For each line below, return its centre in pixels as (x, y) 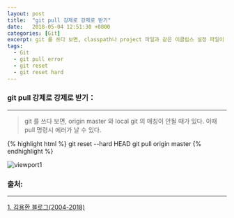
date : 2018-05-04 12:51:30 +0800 (59, 27)
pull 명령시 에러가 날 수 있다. (63, 129)
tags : (15, 46)
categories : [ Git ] (34, 33)
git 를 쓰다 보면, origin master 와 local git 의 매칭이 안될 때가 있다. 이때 (120, 121)
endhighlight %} (30, 151)
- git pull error (39, 59)
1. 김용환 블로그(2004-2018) (46, 208)
